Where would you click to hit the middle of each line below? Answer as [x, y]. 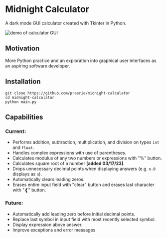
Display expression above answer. [47, 224]
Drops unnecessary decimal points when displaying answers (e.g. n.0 [84, 169]
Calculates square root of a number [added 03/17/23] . [68, 163]
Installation [23, 82]
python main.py [21, 102]
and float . [23, 147]
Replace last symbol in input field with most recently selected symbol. [84, 219]
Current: [16, 131]
